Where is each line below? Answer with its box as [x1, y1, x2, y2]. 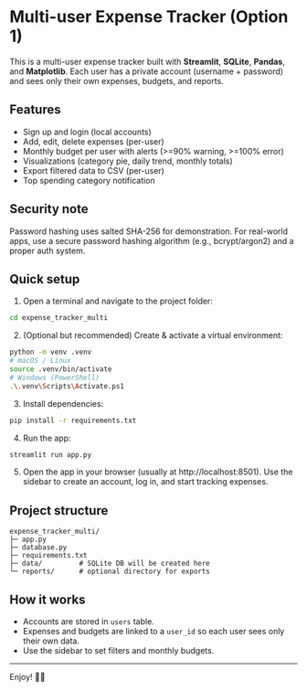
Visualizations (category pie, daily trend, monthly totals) [22, 155, 233, 166]
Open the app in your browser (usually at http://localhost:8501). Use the [22, 466, 293, 477]
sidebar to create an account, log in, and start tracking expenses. [22, 476, 269, 487]
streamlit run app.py [9, 450, 92, 459]
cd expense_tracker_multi [9, 314, 108, 323]
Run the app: [22, 432, 71, 443]
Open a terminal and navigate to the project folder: [22, 295, 213, 307]
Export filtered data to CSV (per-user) [22, 165, 164, 175]
